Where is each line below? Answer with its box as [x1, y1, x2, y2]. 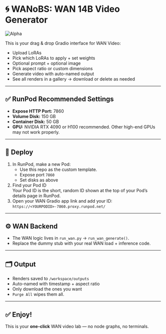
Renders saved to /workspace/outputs [12, 276, 89, 282]
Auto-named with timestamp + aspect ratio [12, 281, 100, 287]
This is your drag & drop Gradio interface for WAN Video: [5, 40, 121, 46]
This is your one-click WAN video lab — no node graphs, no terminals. [5, 324, 149, 329]
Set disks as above [19, 177, 58, 183]
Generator [5, 14, 48, 26]
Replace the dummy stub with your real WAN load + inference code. [12, 241, 151, 247]
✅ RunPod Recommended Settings [5, 95, 114, 103]
